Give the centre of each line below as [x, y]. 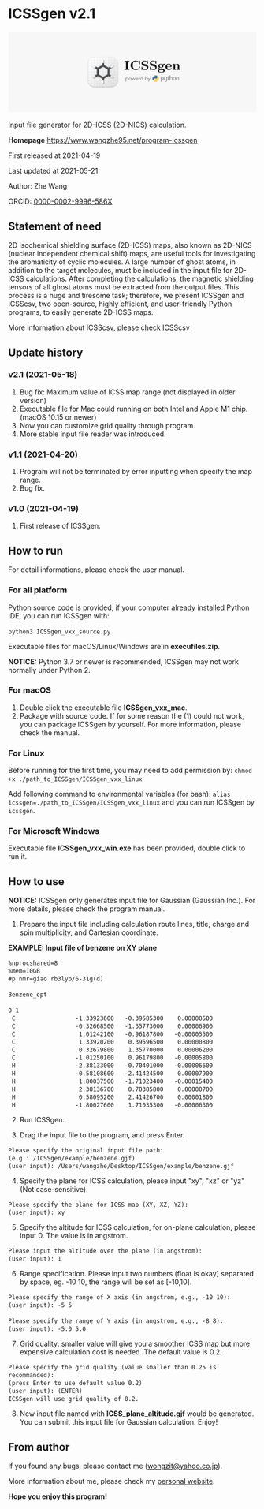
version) [33, 400]
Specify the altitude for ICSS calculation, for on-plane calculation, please [138, 1227]
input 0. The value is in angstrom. [74, 1236]
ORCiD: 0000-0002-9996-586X [60, 201]
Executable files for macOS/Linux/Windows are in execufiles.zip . [114, 646]
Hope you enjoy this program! [58, 1496]
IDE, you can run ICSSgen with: [59, 615]
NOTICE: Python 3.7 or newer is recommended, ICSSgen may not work [123, 661]
